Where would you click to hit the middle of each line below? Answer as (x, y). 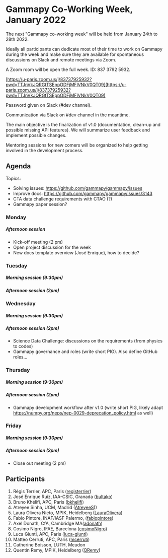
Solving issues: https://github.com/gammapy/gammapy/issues (78, 188)
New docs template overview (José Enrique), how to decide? (76, 252)
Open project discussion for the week (52, 247)
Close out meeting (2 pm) (39, 463)
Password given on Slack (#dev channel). (49, 105)
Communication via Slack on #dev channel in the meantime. (68, 115)
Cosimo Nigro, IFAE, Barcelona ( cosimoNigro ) (60, 529)
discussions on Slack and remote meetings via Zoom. (61, 59)
